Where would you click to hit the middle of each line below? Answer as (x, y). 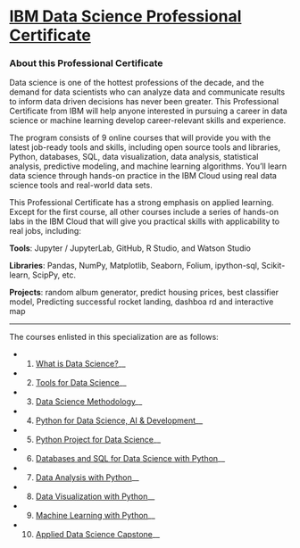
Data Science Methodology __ (89, 402)
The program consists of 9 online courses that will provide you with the (140, 138)
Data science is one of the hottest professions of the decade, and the (137, 83)
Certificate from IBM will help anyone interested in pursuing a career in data (148, 111)
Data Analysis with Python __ (87, 477)
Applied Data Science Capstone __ (98, 535)
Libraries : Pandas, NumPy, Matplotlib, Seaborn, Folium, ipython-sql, (134, 266)
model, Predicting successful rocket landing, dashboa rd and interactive (142, 302)
